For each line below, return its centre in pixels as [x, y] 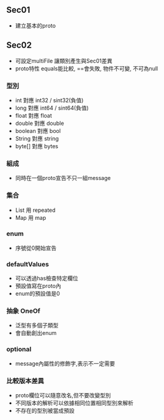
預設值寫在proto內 [38, 286]
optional [19, 350]
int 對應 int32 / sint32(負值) [49, 100]
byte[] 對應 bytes [37, 146]
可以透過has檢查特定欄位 [47, 279]
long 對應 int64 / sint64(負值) [52, 108]
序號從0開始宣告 [36, 248]
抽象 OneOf [24, 311]
